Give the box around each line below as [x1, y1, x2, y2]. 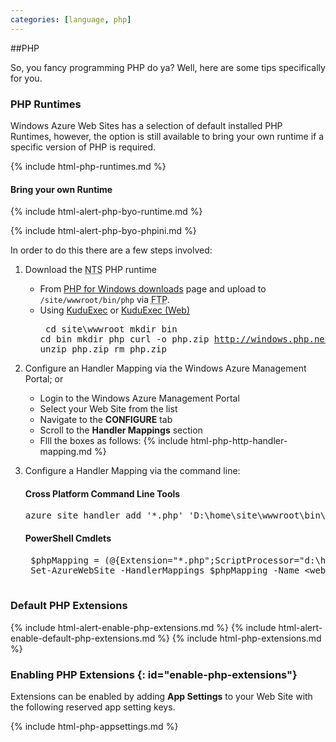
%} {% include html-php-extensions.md [157, 632, 322, 644]
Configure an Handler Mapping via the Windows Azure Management [24, 362, 307, 375]
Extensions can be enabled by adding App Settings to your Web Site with [10, 691, 313, 703]
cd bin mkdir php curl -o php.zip [39, 334, 210, 345]
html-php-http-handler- [190, 435, 288, 447]
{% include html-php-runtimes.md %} [10, 160, 167, 172]
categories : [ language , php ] [10, 14, 132, 25]
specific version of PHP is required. [10, 141, 157, 153]
